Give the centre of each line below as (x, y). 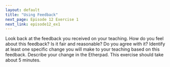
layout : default (22, 10)
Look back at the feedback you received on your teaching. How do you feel (84, 39)
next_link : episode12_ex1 (33, 24)
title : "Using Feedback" (32, 15)
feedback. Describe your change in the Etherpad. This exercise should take (84, 55)
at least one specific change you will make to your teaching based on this (82, 49)
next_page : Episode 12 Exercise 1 (42, 19)
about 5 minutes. (23, 60)
